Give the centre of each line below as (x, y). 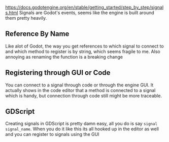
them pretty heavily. (26, 18)
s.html (12, 13)
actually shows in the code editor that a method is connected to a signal (80, 90)
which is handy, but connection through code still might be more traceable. (84, 96)
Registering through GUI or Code (58, 73)
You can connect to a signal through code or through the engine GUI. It (79, 85)
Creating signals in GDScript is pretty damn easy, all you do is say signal (81, 124)
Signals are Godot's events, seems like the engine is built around (87, 13)
